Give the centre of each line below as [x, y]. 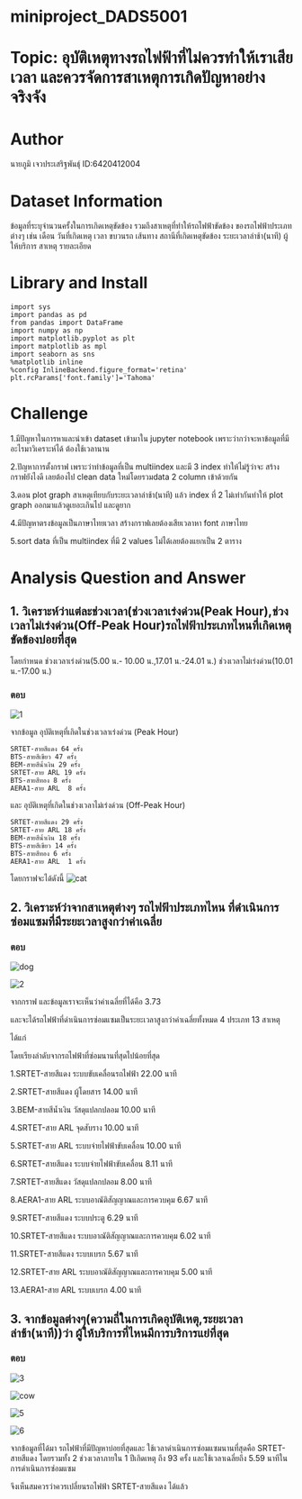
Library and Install [79, 283]
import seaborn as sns [53, 354]
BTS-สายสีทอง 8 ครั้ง [40, 781]
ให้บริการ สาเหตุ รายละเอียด [51, 246]
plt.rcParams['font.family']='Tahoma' [83, 378]
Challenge [49, 414]
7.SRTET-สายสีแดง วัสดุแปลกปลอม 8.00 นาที [81, 1182]
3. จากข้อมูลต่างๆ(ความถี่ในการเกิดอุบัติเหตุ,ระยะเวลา [127, 1318]
